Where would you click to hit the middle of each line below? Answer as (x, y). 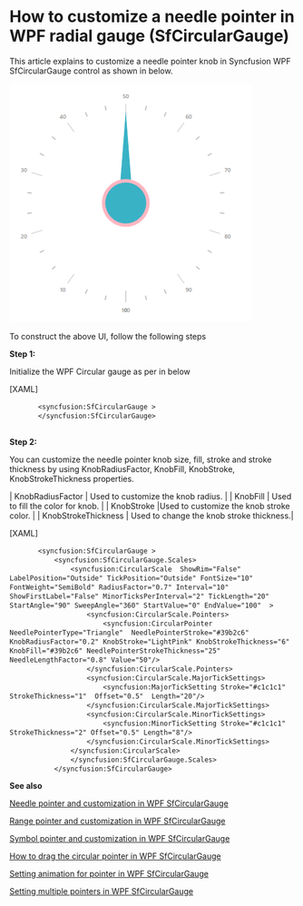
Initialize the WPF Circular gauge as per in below (100, 371)
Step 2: (24, 441)
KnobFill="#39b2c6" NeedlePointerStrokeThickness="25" (115, 651)
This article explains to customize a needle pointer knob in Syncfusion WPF (151, 61)
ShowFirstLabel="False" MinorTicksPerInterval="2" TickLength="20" (140, 596)
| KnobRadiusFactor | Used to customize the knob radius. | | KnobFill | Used (151, 496)
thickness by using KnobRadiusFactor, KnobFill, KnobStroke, (122, 468)
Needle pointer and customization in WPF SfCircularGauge (119, 803)
